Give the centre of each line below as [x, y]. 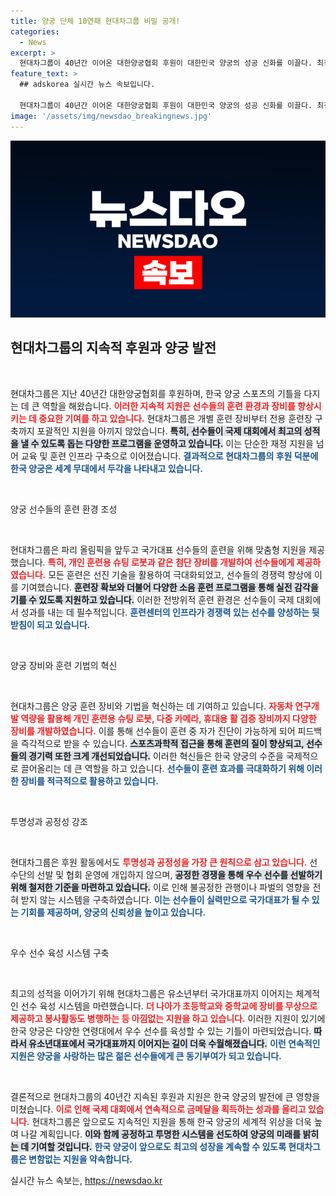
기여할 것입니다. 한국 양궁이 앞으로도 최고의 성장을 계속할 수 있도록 [158, 1146]
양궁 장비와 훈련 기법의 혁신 [64, 665]
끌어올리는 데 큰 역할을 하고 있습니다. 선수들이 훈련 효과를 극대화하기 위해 [162, 768]
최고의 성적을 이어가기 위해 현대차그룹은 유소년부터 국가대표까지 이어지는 [152, 993]
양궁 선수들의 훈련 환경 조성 [64, 509]
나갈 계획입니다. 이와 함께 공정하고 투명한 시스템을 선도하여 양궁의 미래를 [161, 1134]
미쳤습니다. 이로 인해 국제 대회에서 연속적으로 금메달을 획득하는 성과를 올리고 [158, 1109]
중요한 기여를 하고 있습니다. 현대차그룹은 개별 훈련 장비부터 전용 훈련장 [175, 418]
